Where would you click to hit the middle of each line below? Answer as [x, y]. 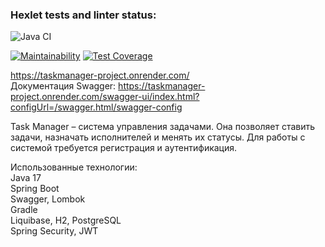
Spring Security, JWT [54, 231]
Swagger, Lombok [48, 199]
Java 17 [26, 178]
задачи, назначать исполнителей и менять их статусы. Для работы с [158, 137]
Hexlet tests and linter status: [83, 15]
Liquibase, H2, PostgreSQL [66, 220]
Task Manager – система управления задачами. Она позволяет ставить [163, 127]
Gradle [24, 210]
